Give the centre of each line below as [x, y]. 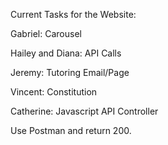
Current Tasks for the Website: [73, 14]
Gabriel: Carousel [46, 33]
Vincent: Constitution [54, 92]
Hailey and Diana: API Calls [66, 53]
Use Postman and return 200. [71, 130]
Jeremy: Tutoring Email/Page [70, 72]
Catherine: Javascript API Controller [84, 111]
